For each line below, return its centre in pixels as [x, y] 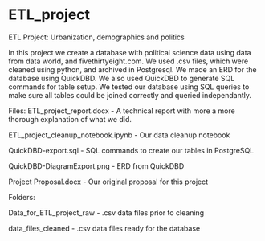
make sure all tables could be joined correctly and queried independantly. [130, 95]
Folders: [22, 197]
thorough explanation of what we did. [70, 119]
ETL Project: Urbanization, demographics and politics [96, 37]
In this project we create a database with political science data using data [130, 52]
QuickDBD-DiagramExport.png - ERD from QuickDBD [96, 165]
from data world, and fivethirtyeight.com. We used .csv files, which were [128, 61]
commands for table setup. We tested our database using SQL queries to [129, 87]
